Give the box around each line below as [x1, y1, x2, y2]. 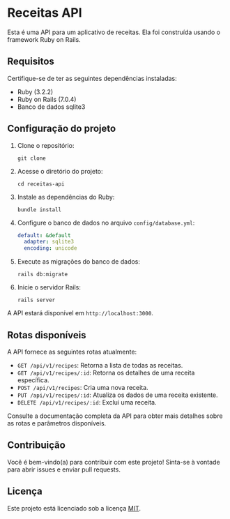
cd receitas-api [17, 180, 65, 188]
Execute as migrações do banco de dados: [17, 257, 141, 266]
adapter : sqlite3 [24, 239, 75, 246]
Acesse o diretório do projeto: [17, 167, 103, 175]
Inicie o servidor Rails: [17, 283, 82, 292]
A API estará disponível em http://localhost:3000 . [7, 309, 153, 317]
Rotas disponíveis [7, 329, 86, 341]
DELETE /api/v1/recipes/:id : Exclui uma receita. [17, 398, 157, 406]
